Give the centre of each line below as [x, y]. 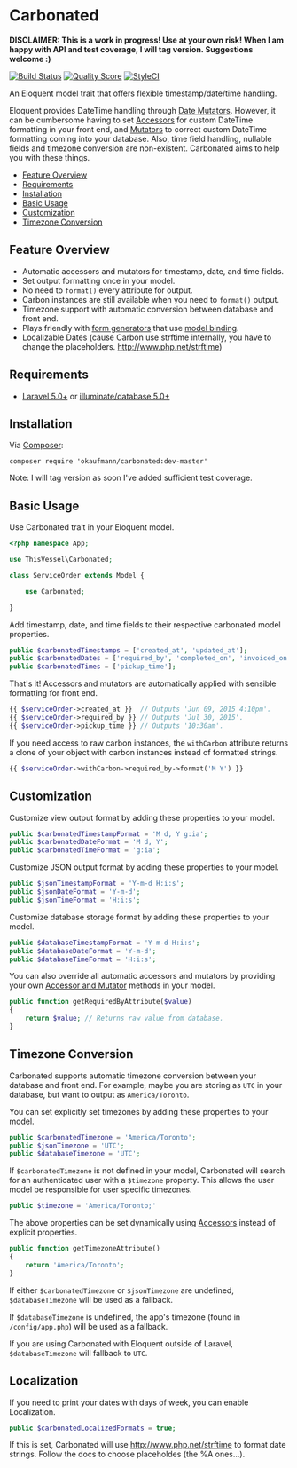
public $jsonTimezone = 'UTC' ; [67, 1146]
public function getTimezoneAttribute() [85, 1249]
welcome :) [30, 59]
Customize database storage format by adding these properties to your [139, 917]
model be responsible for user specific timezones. [101, 1189]
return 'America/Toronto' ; [75, 1265]
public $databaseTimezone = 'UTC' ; [75, 1154]
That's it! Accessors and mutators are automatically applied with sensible [143, 683]
